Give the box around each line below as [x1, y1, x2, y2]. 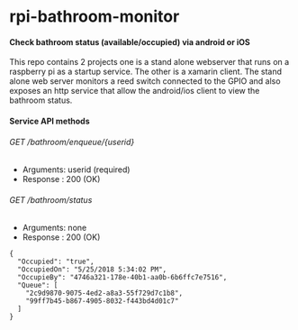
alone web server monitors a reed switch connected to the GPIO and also [9, 76, 281, 87]
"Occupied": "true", [17, 257, 95, 267]
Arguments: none [22, 223, 87, 234]
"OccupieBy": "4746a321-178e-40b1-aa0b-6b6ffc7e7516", [17, 273, 228, 282]
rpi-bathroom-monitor [9, 6, 180, 27]
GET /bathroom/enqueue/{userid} [9, 136, 135, 147]
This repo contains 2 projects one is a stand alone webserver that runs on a [9, 57, 290, 68]
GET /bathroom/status [9, 194, 93, 205]
